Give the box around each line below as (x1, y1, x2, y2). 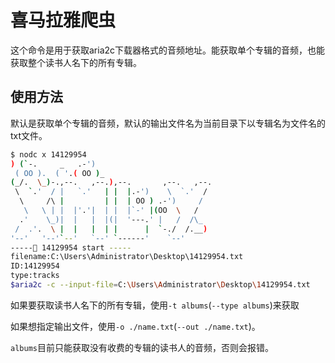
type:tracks (10, 271, 60, 281)
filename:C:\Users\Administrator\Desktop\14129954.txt (10, 252, 244, 262)
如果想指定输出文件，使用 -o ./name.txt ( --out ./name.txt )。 (10, 320, 261, 332)
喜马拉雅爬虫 (10, 9, 117, 32)
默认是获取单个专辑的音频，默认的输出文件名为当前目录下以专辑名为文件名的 (10, 117, 326, 129)
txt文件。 (10, 129, 48, 141)
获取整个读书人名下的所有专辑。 (10, 56, 142, 68)
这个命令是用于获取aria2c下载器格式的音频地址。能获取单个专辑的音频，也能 (10, 44, 326, 56)
